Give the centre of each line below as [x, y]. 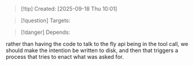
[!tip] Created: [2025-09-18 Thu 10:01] [69, 9]
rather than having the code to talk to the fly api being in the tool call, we [97, 44]
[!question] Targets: [46, 20]
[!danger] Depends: [45, 32]
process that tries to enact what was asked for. [65, 57]
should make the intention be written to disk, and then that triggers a [92, 50]
